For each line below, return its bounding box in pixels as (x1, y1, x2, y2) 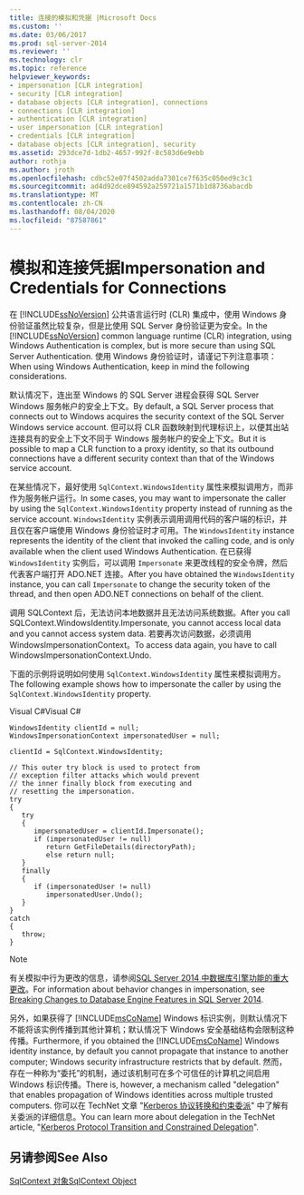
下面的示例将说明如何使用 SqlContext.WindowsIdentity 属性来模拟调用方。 (9, 668, 287, 679)
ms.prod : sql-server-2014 (9, 38, 107, 48)
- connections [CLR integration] (9, 106, 136, 115)
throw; (21, 929, 47, 939)
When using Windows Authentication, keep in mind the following (9, 360, 251, 372)
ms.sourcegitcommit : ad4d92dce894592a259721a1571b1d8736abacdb (9, 182, 253, 191)
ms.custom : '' (9, 22, 63, 31)
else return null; (45, 850, 116, 859)
